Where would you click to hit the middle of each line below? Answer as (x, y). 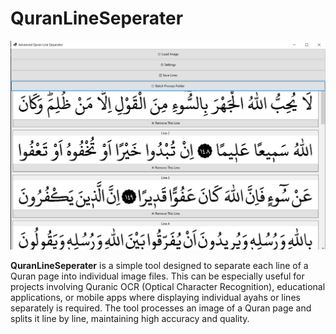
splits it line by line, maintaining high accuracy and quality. (130, 319)
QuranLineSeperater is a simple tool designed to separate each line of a (159, 266)
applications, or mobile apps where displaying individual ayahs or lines (155, 298)
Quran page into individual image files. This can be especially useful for (157, 276)
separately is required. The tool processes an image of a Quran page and (161, 308)
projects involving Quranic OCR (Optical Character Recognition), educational (168, 287)
